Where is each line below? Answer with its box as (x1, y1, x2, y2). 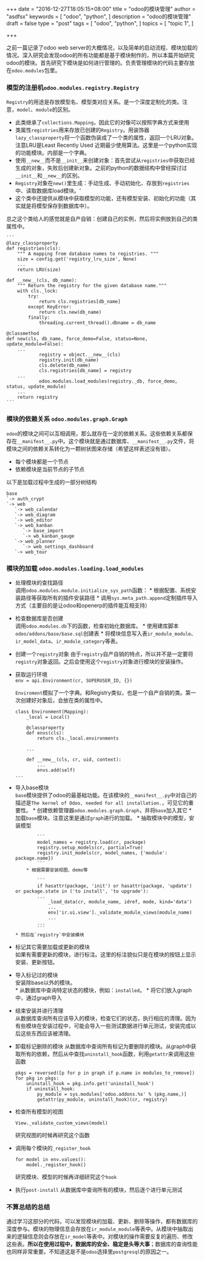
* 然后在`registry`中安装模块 (15, 931, 84, 938)
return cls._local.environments (37, 735, 119, 741)
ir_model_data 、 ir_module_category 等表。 (15, 637, 121, 645)
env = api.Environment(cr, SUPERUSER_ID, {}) (15, 678, 132, 684)
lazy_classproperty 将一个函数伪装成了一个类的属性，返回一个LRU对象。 (15, 134, 197, 141)
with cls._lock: (17, 288, 59, 294)
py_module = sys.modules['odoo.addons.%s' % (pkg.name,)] (37, 1091, 187, 1097)
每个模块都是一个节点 (15, 458, 69, 465)
